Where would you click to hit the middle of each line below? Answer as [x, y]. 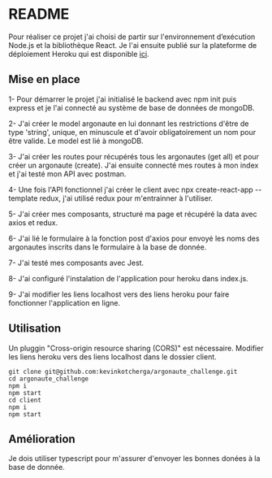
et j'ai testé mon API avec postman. [67, 174]
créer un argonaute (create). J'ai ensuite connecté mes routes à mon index [134, 165]
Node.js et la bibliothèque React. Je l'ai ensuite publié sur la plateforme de [133, 45]
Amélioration [42, 439]
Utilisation [35, 329]
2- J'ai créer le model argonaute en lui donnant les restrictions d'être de [129, 124]
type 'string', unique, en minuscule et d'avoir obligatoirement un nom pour [132, 132]
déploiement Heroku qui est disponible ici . [79, 54]
